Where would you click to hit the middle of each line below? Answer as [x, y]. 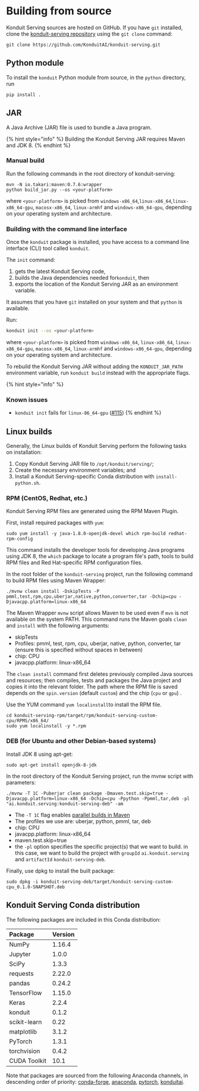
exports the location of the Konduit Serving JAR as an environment [96, 284]
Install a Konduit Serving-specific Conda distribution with [84, 477]
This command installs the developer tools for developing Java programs [95, 550]
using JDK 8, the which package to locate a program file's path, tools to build [100, 557]
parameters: [21, 782]
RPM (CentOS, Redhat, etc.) [47, 498]
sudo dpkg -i [22, 882]
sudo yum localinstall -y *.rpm [46, 726]
